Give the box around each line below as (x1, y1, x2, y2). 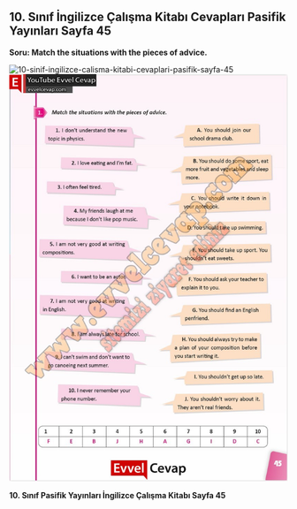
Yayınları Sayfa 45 (9, 24, 112, 39)
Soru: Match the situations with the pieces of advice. (9, 47, 208, 57)
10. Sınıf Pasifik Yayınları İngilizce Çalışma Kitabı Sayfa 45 (9, 490, 226, 501)
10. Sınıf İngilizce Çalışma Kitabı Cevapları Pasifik (9, 10, 286, 25)
